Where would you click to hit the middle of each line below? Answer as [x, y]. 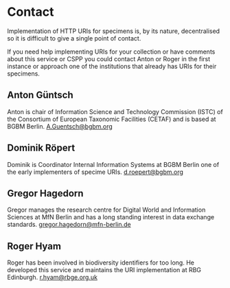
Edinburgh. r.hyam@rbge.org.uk [53, 277]
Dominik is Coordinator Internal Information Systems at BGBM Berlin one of [113, 164]
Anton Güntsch [40, 95]
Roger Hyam [34, 246]
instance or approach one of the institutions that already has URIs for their [112, 66]
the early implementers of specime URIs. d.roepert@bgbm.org [95, 172]
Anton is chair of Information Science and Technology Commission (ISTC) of [115, 111]
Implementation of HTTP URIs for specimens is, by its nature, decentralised [114, 31]
